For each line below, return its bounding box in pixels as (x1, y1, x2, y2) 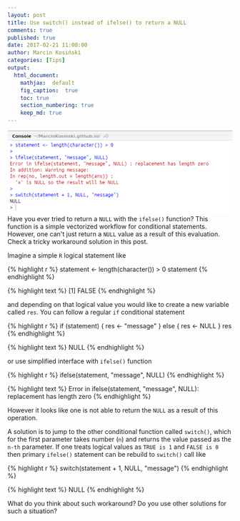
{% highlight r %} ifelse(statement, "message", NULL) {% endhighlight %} (7, 370, 225, 379)
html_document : (14, 71, 59, 79)
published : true (7, 34, 56, 41)
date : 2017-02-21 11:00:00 (7, 41, 88, 49)
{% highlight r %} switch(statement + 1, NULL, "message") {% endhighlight (7, 464, 229, 472)
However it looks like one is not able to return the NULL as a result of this (7, 405, 219, 414)
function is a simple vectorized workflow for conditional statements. (7, 222, 207, 231)
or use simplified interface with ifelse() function (7, 357, 152, 365)
